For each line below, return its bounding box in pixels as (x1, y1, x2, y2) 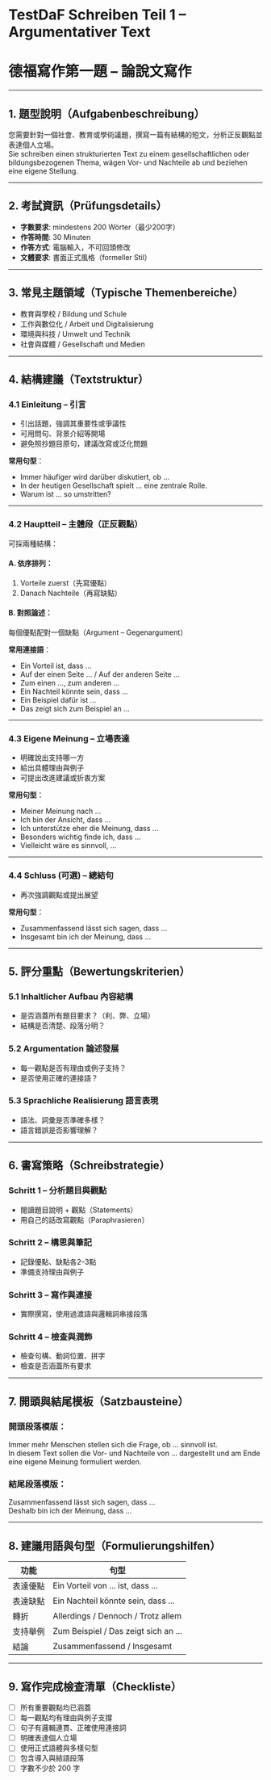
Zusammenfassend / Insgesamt (52, 1641, 173, 1652)
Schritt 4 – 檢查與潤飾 (8, 1331, 93, 1342)
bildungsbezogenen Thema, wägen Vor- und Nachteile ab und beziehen (8, 157, 248, 167)
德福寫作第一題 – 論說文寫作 (8, 62, 192, 81)
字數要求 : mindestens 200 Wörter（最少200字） (19, 222, 180, 232)
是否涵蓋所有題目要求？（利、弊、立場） (19, 1011, 155, 1021)
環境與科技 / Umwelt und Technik (19, 329, 131, 338)
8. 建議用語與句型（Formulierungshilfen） (8, 1539, 221, 1552)
